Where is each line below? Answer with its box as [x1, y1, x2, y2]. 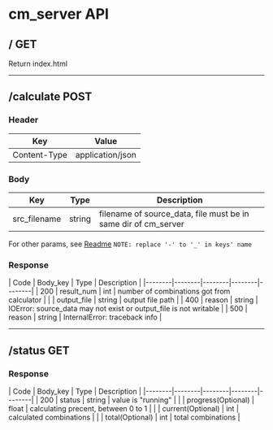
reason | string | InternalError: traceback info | [8, 312, 162, 322]
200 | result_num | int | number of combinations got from [40, 286, 231, 297]
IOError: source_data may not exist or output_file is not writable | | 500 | [8, 304, 248, 314]
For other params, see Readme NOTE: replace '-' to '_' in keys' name [8, 239, 252, 249]
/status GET [8, 343, 70, 358]
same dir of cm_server [98, 218, 184, 229]
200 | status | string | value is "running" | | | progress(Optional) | [40, 395, 254, 405]
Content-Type [12, 149, 67, 160]
